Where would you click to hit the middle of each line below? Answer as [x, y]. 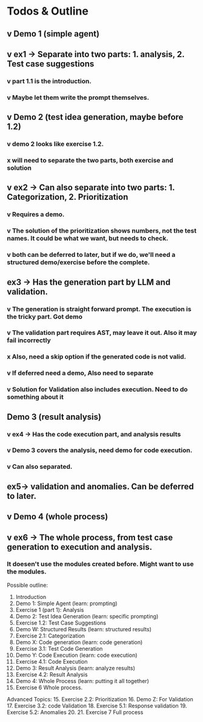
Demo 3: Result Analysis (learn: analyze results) [75, 668]
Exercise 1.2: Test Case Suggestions [61, 623]
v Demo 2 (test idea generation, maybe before [95, 117]
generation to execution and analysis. [80, 547]
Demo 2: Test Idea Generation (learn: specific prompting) [87, 616]
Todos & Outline [48, 11]
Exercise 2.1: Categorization [50, 636]
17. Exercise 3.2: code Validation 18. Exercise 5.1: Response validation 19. [97, 706]
